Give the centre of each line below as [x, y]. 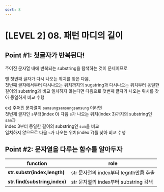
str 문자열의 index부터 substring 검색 [112, 182]
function [37, 163]
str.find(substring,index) [37, 182]
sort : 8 [13, 10]
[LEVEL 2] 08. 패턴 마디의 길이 [64, 36]
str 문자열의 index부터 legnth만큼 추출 [113, 173]
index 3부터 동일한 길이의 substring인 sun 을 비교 [52, 126]
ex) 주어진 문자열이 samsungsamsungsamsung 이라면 [54, 108]
